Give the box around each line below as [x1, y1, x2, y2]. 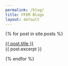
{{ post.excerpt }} [5, 46, 42, 52]
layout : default [5, 17, 40, 22]
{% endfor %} [5, 56, 35, 62]
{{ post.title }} [5, 41, 34, 47]
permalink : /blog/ [5, 7, 44, 13]
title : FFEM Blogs [5, 12, 44, 17]
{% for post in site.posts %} [5, 31, 63, 37]
